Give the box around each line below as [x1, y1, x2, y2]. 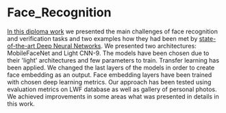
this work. [7, 99, 36, 108]
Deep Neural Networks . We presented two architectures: [36, 42, 197, 50]
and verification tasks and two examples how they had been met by [7, 34, 198, 42]
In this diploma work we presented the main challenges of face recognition [7, 27, 218, 35]
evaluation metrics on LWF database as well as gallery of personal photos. [7, 85, 217, 93]
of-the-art [7, 42, 36, 50]
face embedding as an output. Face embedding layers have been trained [7, 70, 212, 79]
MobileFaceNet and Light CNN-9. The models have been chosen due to [7, 49, 210, 57]
